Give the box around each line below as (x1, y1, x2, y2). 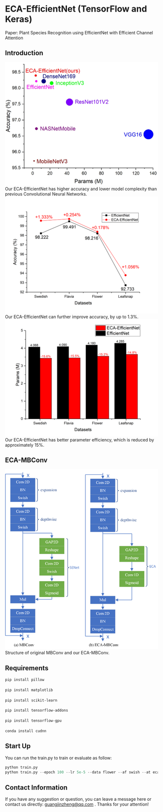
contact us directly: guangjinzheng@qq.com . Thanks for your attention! (5, 801, 149, 807)
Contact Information (5, 783, 68, 792)
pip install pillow (5, 678, 45, 682)
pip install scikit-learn (5, 698, 57, 703)
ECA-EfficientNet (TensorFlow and (5, 3, 147, 15)
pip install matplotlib (5, 687, 53, 692)
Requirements (5, 664, 49, 672)
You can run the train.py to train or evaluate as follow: (5, 755, 112, 761)
